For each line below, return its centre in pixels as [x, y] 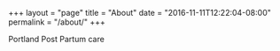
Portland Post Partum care [57, 39]
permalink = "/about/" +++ [57, 22]
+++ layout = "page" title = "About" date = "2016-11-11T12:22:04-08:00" [140, 13]
